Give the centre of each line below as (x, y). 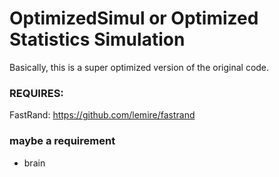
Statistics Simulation (97, 39)
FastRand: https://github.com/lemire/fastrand (102, 115)
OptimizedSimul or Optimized (134, 18)
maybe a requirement (62, 141)
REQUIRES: (36, 93)
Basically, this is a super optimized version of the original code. (139, 67)
